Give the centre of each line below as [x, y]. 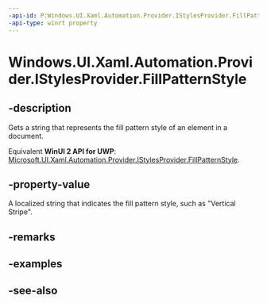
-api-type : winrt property [53, 23]
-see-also [33, 291]
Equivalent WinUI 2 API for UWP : [62, 151]
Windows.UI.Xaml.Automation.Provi [130, 62]
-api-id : [23, 15]
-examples [35, 264]
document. [26, 136]
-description [40, 108]
